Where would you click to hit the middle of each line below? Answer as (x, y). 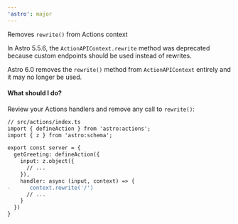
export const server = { (44, 148)
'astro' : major (30, 14)
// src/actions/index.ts (44, 122)
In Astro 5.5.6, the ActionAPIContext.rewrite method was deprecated (109, 48)
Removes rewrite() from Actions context (67, 34)
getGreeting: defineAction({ (57, 155)
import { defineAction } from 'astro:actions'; (79, 129)
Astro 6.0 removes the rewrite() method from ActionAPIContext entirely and (119, 69)
